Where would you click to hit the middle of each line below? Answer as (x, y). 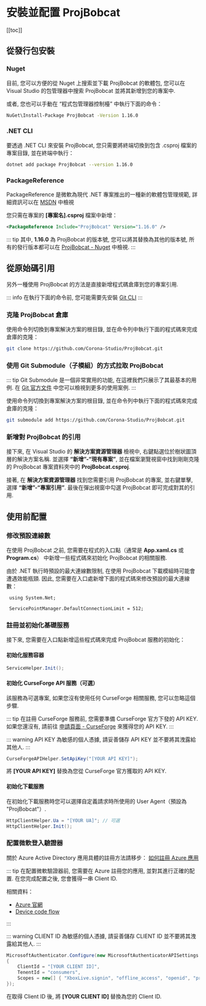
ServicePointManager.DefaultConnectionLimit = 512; (76, 608)
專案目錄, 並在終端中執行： (40, 153)
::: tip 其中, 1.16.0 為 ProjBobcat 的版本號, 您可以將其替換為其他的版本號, (97, 239)
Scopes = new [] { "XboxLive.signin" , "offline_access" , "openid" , (104, 978)
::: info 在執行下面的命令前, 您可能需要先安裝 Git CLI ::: (74, 297)
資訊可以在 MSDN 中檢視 (43, 202)
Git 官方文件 (36, 388)
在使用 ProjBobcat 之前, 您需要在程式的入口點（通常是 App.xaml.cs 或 (95, 550)
